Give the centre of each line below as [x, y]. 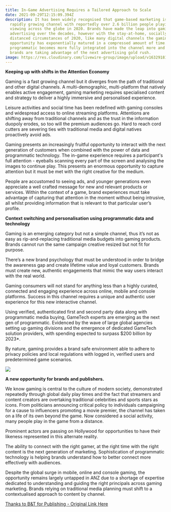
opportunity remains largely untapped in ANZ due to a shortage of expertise [85, 478]
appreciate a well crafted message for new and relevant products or [76, 187]
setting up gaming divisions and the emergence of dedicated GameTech [81, 328]
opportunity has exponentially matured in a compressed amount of [82, 43]
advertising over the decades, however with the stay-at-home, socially [89, 34]
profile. [13, 209]
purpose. [15, 250]
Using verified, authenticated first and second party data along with [76, 312]
